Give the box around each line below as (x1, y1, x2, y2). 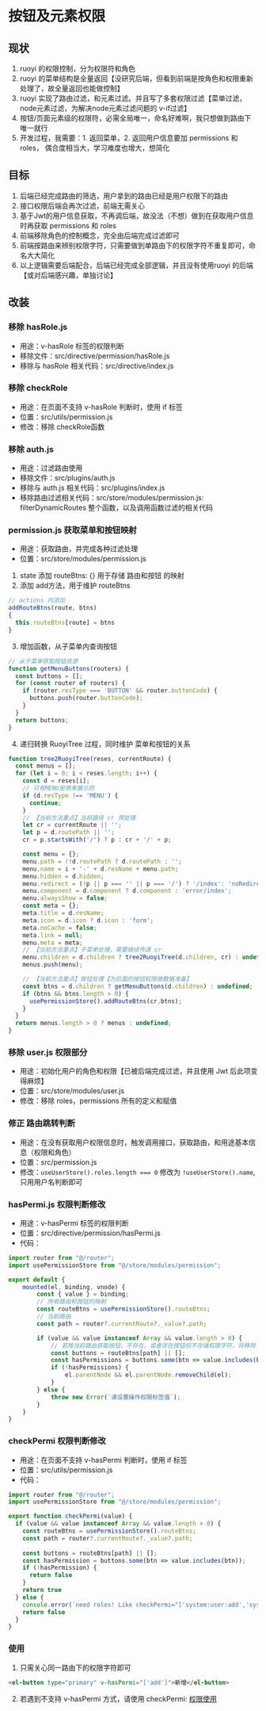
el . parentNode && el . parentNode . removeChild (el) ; (64, 1371, 232, 1380)
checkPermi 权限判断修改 (8, 1436, 107, 1447)
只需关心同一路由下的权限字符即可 (19, 1663, 131, 1672)
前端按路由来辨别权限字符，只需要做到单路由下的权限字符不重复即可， (19, 240, 249, 250)
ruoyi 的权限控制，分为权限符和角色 (19, 64, 136, 73)
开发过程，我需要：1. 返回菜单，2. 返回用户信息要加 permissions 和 (19, 133, 238, 143)
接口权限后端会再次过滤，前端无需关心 (19, 201, 145, 210)
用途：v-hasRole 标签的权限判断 (19, 341, 124, 350)
